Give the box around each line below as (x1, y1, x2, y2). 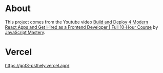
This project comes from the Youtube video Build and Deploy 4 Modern (5, 19, 149, 25)
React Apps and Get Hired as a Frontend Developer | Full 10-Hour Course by (5, 24, 158, 30)
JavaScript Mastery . (5, 29, 45, 35)
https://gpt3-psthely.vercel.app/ (5, 62, 70, 68)
